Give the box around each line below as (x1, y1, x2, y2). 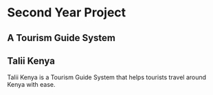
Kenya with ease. (7, 81, 56, 89)
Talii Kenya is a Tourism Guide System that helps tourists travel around (7, 73, 207, 81)
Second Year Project (7, 5, 126, 21)
